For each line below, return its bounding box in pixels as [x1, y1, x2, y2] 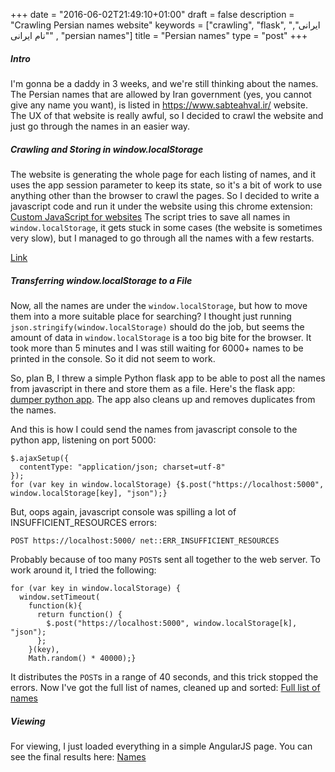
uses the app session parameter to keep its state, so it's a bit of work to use [10, 179, 323, 191]
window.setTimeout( [19, 592, 101, 602]
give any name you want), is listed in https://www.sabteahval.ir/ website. [10, 99, 308, 111]
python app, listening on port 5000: [10, 434, 157, 446]
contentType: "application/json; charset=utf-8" [19, 462, 226, 472]
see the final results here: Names [10, 750, 147, 763]
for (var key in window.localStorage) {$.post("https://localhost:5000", [10, 479, 325, 489]
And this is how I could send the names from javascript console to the [10, 423, 298, 435]
